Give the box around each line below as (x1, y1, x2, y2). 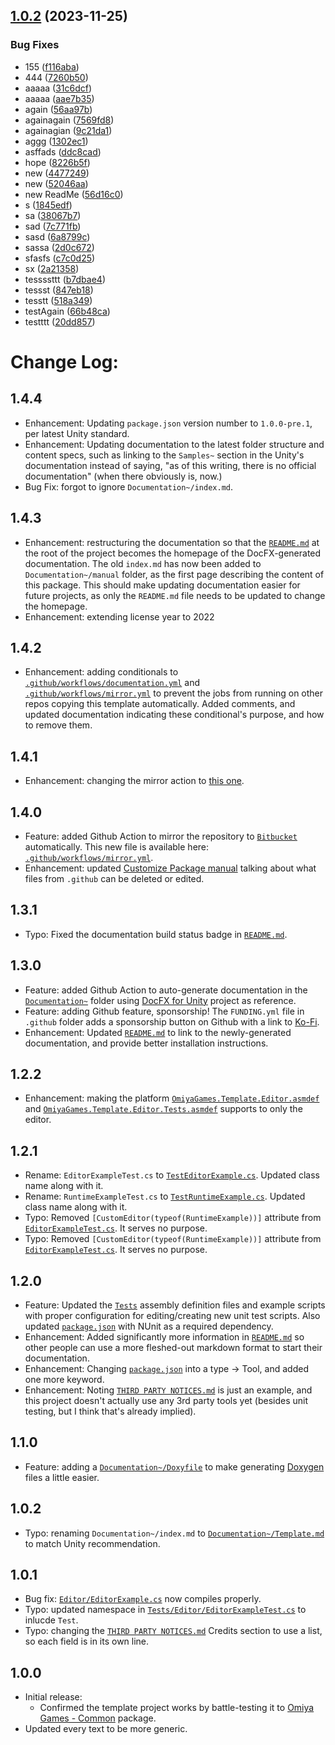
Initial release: (24, 1691, 83, 1703)
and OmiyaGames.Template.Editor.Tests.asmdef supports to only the (24, 1103, 303, 1115)
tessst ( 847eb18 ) (24, 284, 94, 296)
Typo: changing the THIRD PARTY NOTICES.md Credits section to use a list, (24, 1625, 323, 1637)
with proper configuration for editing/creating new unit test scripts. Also (24, 1310, 321, 1321)
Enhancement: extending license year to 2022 (24, 610, 215, 623)
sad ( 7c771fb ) (24, 220, 82, 232)
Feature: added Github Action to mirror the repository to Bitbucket (24, 830, 298, 842)
